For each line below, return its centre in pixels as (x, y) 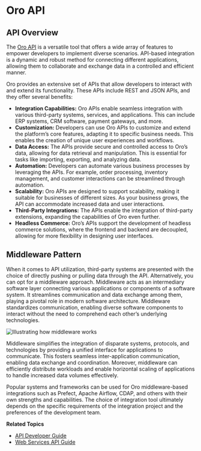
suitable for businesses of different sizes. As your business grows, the (102, 198)
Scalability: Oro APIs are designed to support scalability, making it (97, 191)
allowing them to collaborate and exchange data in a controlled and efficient (100, 66)
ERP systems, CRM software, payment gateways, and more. (89, 121)
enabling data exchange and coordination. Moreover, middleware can (92, 362)
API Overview (32, 33)
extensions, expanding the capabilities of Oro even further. (87, 217)
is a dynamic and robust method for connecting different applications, (92, 60)
